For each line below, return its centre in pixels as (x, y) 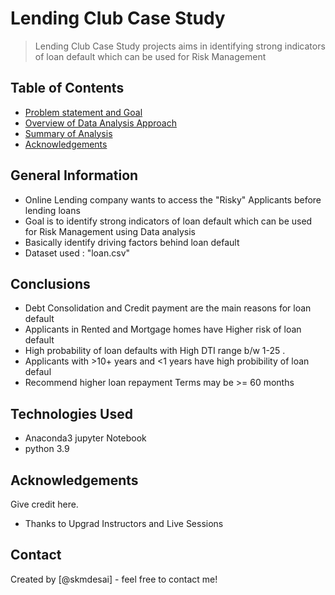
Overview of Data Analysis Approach (100, 123)
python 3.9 (47, 449)
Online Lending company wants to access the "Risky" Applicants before (173, 199)
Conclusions (50, 283)
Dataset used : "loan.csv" (77, 253)
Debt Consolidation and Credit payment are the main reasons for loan (168, 308)
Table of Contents (67, 88)
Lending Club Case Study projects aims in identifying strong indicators (180, 46)
